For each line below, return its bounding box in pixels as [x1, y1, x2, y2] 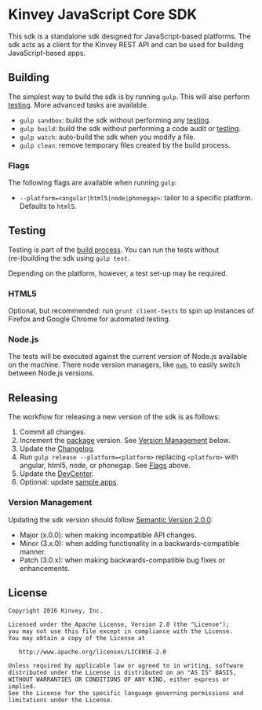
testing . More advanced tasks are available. [8, 100, 149, 109]
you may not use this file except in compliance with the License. [8, 628, 234, 635]
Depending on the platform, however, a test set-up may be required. [8, 269, 228, 278]
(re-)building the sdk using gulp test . [8, 253, 130, 262]
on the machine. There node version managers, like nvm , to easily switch [8, 360, 241, 370]
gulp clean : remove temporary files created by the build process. [19, 140, 231, 150]
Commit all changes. [19, 427, 86, 437]
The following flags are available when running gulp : [8, 178, 177, 188]
